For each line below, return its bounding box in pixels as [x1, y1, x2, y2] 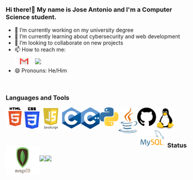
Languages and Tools [5, 93, 70, 101]
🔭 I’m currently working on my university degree [14, 26, 133, 34]
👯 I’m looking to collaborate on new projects [14, 39, 124, 47]
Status [167, 141, 187, 149]
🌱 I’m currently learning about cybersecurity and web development [14, 33, 180, 40]
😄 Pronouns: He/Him [14, 67, 67, 74]
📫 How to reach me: [14, 46, 66, 53]
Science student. [5, 13, 57, 21]
